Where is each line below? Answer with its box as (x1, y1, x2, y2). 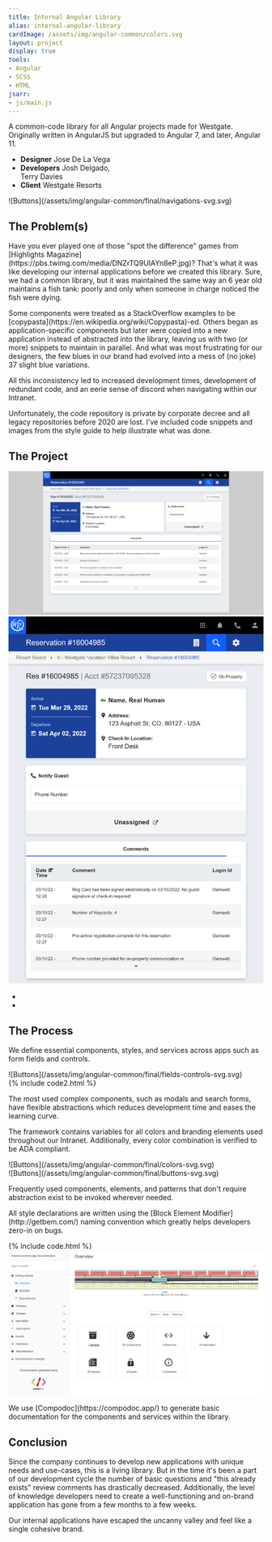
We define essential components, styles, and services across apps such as (8, 1046, 259, 1055)
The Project (8, 449, 69, 463)
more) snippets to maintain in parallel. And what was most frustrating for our (8, 343, 263, 352)
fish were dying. (8, 292, 62, 303)
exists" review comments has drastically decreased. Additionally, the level (8, 1482, 255, 1492)
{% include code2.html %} (8, 1078, 97, 1088)
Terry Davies (19, 172, 63, 181)
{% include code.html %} (8, 1242, 92, 1251)
